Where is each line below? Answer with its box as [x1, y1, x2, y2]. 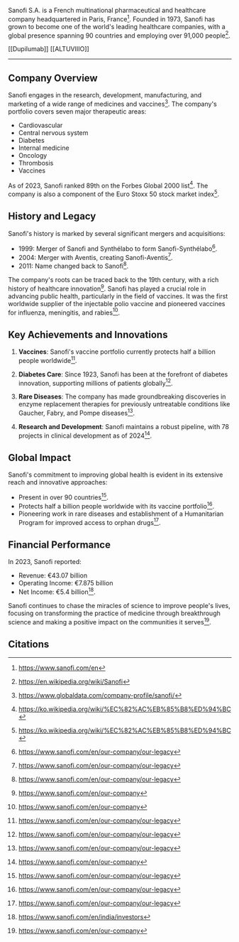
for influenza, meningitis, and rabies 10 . [8, 307, 120, 317]
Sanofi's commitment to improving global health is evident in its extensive [8, 470, 223, 479]
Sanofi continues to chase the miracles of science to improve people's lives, [8, 601, 230, 610]
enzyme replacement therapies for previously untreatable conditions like [18, 400, 230, 408]
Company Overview [8, 72, 98, 84]
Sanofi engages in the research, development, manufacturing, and [8, 91, 202, 99]
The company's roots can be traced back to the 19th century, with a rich [8, 275, 219, 283]
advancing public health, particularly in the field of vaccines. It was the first [8, 291, 228, 301]
